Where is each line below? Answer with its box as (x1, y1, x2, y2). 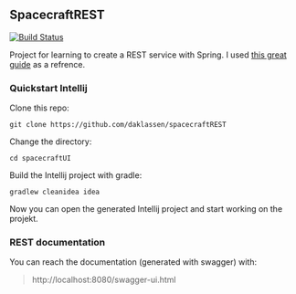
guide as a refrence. (9, 58, 85, 69)
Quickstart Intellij (9, 81, 89, 94)
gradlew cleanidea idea (9, 187, 100, 197)
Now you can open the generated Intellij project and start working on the (9, 204, 283, 215)
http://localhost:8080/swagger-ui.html (31, 274, 176, 286)
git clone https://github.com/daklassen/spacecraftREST (9, 121, 227, 130)
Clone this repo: (9, 102, 70, 113)
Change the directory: (9, 136, 92, 147)
